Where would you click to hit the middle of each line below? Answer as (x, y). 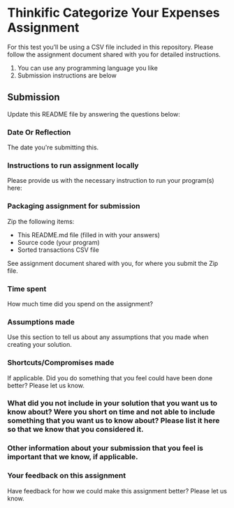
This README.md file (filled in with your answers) (89, 234)
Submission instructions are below (67, 75)
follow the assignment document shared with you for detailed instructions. (114, 54)
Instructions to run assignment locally (73, 165)
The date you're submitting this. (53, 147)
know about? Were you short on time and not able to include (111, 412)
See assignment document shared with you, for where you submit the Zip (113, 263)
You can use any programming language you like (88, 68)
